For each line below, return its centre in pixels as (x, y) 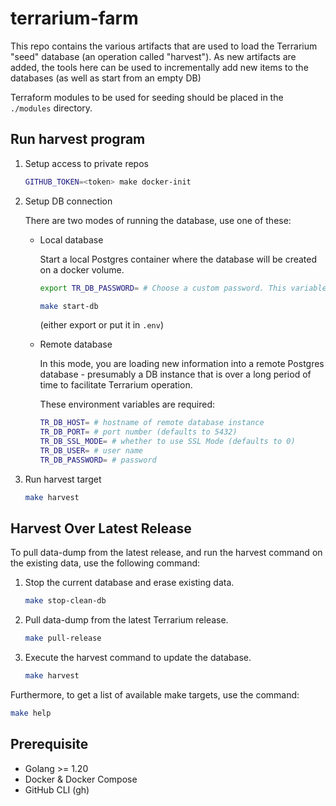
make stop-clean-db (65, 601)
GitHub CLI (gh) (57, 789)
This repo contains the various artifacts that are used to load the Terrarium (164, 46)
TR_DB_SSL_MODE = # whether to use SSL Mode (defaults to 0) (167, 442)
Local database (71, 239)
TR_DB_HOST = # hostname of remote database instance (152, 423)
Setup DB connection (68, 201)
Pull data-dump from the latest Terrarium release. (126, 620)
